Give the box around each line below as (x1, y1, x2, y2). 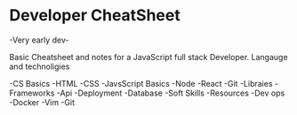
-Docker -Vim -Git (9, 96, 76, 107)
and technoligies (9, 61, 70, 72)
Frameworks (9, 88, 55, 98)
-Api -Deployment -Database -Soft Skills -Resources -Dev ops (56, 88, 285, 98)
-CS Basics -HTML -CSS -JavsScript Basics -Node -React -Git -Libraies (9, 78, 273, 88)
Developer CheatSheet (9, 5, 181, 26)
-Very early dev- (9, 34, 69, 45)
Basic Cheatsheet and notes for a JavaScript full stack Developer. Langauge (9, 51, 288, 62)
